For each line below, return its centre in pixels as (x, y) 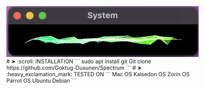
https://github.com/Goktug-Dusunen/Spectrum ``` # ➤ (74, 68)
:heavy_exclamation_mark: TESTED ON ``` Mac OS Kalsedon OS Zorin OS (98, 74)
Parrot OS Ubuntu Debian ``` (42, 81)
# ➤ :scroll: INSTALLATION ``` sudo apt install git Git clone (79, 61)
